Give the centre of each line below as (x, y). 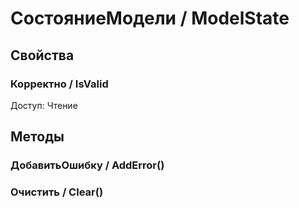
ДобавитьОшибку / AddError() (87, 165)
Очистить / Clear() (57, 192)
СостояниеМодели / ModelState (150, 18)
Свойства (42, 55)
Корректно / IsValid (59, 84)
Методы (37, 137)
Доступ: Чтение (44, 105)
